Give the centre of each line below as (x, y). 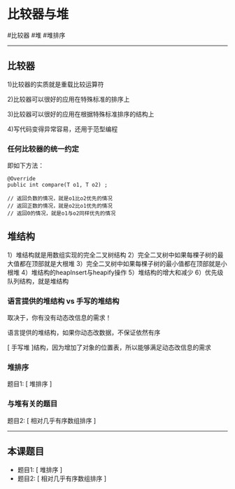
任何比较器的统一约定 (43, 149)
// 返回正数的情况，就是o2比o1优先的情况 (60, 206)
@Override (22, 179)
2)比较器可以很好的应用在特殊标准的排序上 (69, 99)
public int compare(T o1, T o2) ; (58, 185)
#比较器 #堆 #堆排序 (36, 35)
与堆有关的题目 (33, 404)
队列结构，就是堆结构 (38, 281)
